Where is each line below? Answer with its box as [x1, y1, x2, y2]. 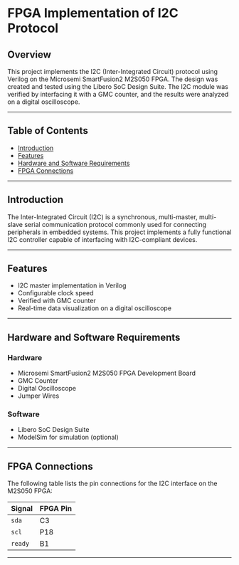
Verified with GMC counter [17, 297, 96, 305]
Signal [11, 504, 33, 514]
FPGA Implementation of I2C [7, 5, 179, 21]
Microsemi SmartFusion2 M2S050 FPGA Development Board [17, 369, 196, 378]
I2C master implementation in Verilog [17, 281, 127, 290]
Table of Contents [7, 125, 89, 137]
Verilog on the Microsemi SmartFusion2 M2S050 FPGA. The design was [7, 75, 218, 83]
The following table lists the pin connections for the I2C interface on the [7, 479, 218, 488]
